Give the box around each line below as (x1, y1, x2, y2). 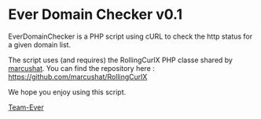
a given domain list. (8, 39, 72, 49)
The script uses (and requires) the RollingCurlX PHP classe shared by (8, 55, 233, 65)
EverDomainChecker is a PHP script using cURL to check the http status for (8, 32, 253, 41)
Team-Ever (8, 102, 45, 112)
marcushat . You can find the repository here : (8, 63, 155, 73)
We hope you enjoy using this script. (8, 87, 127, 96)
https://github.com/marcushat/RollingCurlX (8, 72, 148, 81)
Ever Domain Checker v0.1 (8, 6, 183, 24)
